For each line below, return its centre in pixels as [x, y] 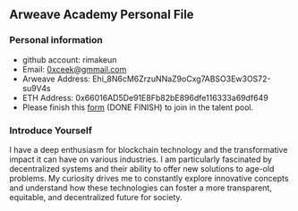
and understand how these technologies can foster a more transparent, [141, 188]
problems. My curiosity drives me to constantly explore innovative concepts [149, 178]
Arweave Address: [56, 79]
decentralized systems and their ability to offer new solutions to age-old [142, 168]
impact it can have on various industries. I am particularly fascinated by [141, 159]
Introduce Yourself [51, 131]
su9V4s [36, 88]
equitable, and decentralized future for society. [96, 197]
